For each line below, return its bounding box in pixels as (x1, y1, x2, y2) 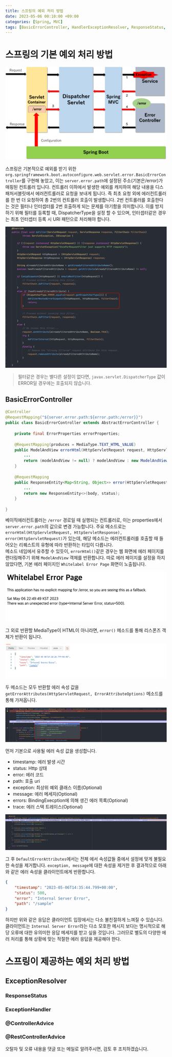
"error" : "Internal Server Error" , (14, 895, 91, 901)
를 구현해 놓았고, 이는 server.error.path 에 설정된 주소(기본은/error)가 (21, 177, 163, 184)
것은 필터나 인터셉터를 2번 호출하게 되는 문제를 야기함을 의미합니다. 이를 (10, 203, 155, 209)
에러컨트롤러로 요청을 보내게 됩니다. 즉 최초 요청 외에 (35, 190, 141, 196)
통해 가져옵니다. (5, 697, 37, 703)
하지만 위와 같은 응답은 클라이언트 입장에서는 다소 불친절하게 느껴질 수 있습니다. (5, 917, 164, 923)
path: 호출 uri (12, 778, 40, 784)
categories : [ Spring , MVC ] (5, 19, 63, 24)
